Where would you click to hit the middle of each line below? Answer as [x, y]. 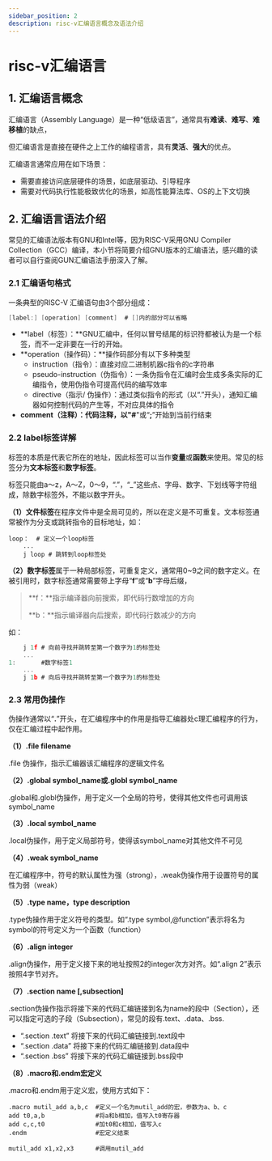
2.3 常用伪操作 [37, 700]
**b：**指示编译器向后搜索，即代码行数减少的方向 [112, 615]
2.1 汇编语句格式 [40, 283]
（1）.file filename [40, 746]
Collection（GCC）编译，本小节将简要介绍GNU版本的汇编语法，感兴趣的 [130, 250]
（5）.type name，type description [69, 902]
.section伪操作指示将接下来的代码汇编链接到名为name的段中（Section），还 [134, 1009]
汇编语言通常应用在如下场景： [58, 163]
